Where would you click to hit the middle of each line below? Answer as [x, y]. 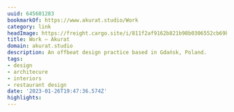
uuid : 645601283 [31, 14]
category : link [29, 26]
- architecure [28, 72]
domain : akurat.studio [40, 46]
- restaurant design [37, 85]
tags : [15, 59]
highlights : [24, 98]
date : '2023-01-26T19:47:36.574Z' [57, 91]
